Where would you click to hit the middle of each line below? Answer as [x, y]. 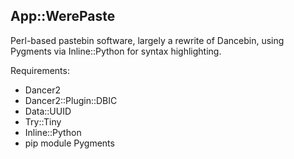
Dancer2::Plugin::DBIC [71, 100]
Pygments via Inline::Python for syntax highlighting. [116, 51]
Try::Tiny [43, 121]
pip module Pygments [69, 143]
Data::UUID [48, 111]
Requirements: [40, 70]
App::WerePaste [63, 16]
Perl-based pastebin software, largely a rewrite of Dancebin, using [147, 40]
